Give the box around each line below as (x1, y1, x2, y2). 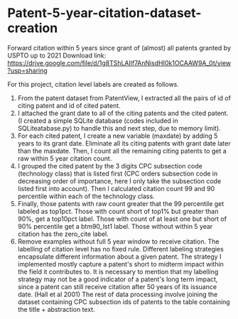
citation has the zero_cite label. (17, 229, 109, 238)
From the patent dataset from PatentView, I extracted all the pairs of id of (17, 94, 231, 102)
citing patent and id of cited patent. (17, 101, 121, 109)
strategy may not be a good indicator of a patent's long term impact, (17, 275, 218, 283)
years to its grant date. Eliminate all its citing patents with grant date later (17, 139, 231, 147)
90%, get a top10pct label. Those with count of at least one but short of (17, 215, 227, 223)
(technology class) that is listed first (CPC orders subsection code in (17, 169, 218, 178)
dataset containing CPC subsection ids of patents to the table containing (17, 297, 230, 306)
